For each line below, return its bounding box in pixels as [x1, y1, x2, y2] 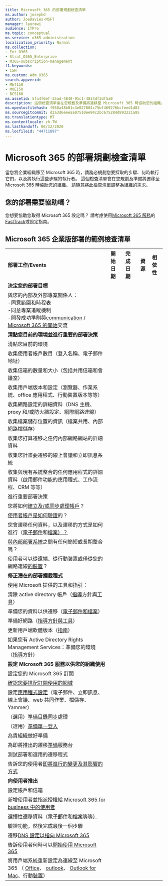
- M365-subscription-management [5, 59, 72, 64]
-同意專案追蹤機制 [7, 307, 51, 314]
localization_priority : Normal [5, 40, 70, 45]
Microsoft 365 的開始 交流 [7, 322, 68, 329]
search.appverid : [5, 77, 41, 82]
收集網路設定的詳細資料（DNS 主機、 [7, 401, 95, 408]
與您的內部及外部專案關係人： [7, 292, 78, 299]
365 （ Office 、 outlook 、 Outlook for [7, 864, 96, 871]
